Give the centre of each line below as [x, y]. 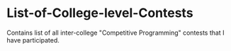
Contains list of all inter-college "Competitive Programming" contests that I [115, 33]
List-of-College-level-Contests [100, 13]
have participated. [33, 40]
